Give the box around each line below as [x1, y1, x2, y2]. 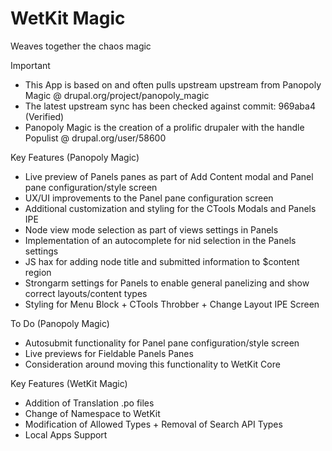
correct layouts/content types [24, 287, 148, 299]
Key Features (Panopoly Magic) [10, 151, 140, 163]
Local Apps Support [24, 428, 108, 441]
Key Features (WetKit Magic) [10, 377, 128, 389]
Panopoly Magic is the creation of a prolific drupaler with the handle [24, 121, 305, 133]
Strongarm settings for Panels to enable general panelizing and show [24, 277, 310, 289]
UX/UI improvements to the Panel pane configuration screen [24, 192, 274, 204]
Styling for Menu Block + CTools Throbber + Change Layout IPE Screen [24, 298, 320, 310]
